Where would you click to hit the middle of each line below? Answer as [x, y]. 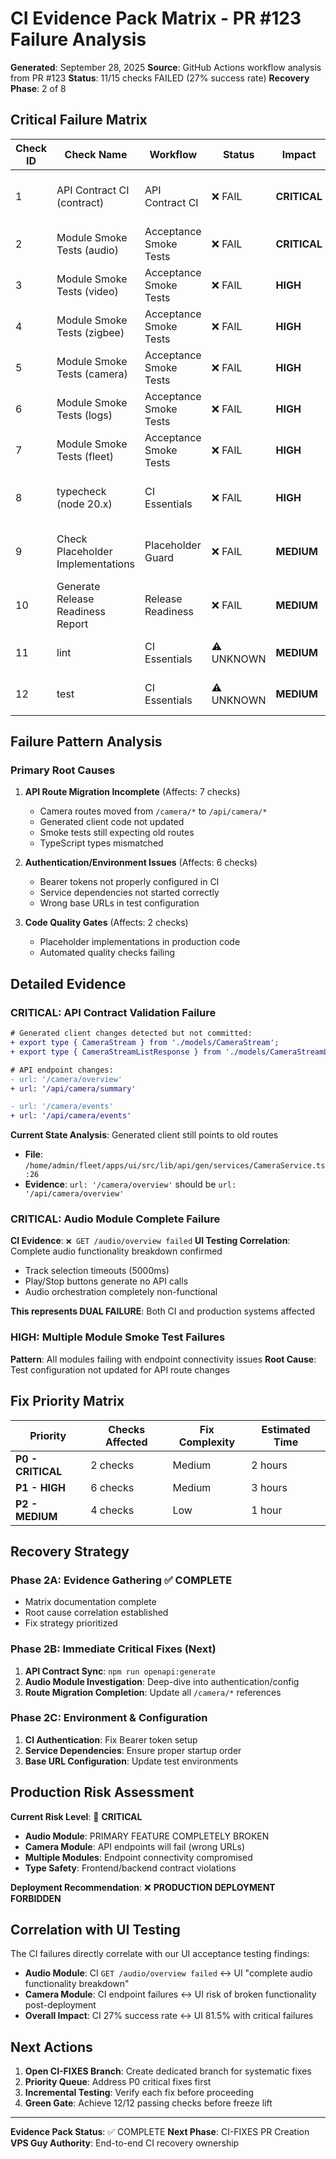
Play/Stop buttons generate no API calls [106, 1281]
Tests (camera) [92, 374]
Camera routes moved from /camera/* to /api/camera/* [153, 811]
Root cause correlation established [96, 1613]
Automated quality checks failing [107, 953]
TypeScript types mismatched [101, 843]
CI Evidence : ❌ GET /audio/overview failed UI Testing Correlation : [150, 1241]
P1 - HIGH [41, 1487]
